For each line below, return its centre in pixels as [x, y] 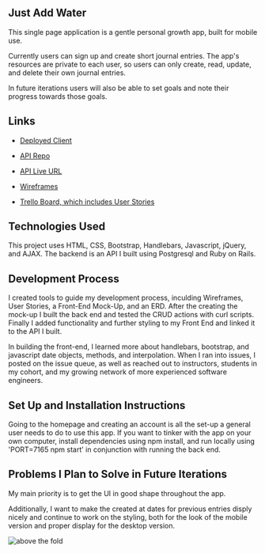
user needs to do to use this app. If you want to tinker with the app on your [130, 433]
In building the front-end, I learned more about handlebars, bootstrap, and [129, 347]
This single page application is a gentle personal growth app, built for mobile [133, 32]
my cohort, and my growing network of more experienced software [118, 372]
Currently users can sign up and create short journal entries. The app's [124, 55]
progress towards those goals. [58, 96]
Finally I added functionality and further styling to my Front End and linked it [132, 323]
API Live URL [41, 171]
